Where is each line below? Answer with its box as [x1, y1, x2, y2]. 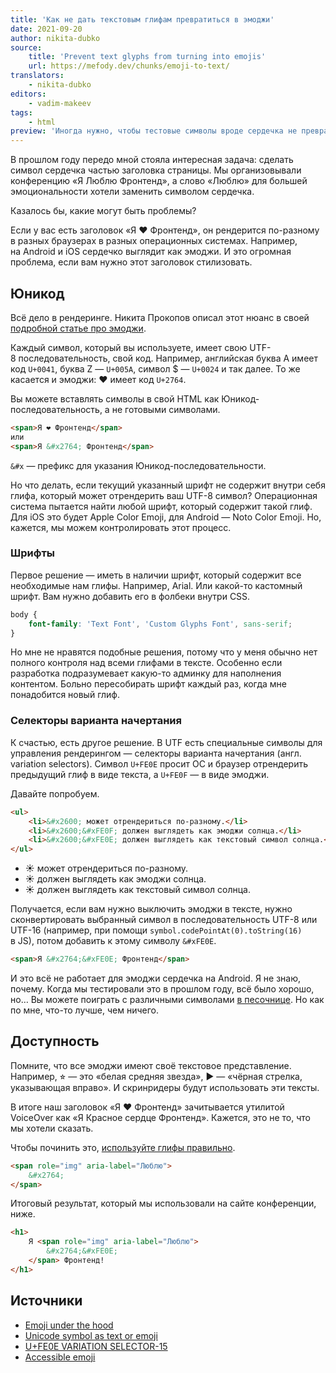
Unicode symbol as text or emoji [24, 1329, 158, 1341]
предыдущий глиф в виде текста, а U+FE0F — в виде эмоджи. [10, 768, 270, 780]
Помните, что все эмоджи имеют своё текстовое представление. [10, 1059, 292, 1071]
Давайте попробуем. [10, 787, 100, 800]
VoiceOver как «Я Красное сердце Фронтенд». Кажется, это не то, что [10, 1111, 311, 1123]
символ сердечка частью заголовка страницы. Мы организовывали [10, 164, 302, 176]
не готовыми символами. [111, 403, 221, 415]
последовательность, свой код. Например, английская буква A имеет [18, 352, 318, 364]
